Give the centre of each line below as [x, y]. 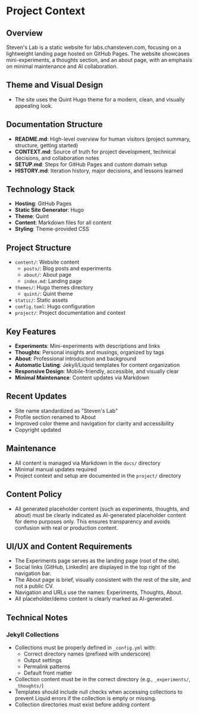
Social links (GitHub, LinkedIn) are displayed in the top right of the [95, 567]
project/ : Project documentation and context [70, 313]
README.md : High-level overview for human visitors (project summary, [103, 139]
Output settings [43, 660]
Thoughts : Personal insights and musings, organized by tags [89, 353]
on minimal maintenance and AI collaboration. [62, 66]
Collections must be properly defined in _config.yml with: [85, 647]
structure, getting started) [46, 145]
